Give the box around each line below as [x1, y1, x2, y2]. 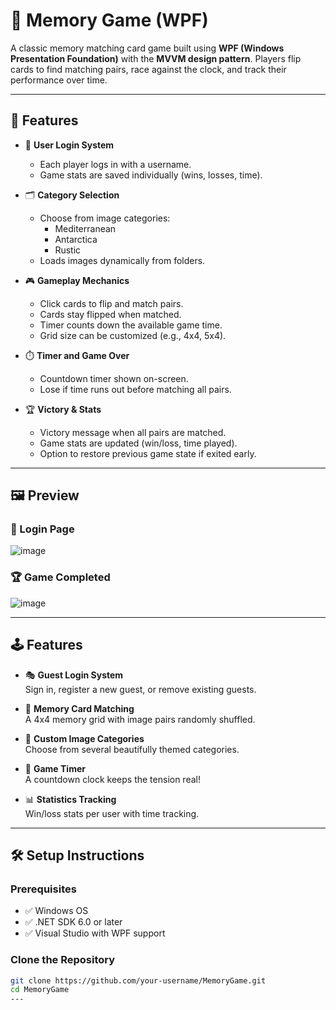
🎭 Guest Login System [24, 669, 124, 681]
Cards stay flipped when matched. [39, 308, 182, 320]
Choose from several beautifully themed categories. [24, 743, 240, 755]
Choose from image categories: [39, 212, 171, 224]
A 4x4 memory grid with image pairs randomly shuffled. [24, 713, 256, 725]
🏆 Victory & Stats [24, 403, 102, 415]
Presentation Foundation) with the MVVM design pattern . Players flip [10, 52, 302, 64]
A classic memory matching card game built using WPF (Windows [10, 42, 285, 54]
